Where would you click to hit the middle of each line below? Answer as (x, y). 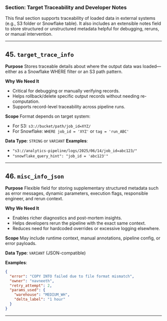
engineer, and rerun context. (34, 198)
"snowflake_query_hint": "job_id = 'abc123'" (60, 156)
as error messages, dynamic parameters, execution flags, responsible (77, 193)
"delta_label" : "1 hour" (40, 300)
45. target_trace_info (40, 54)
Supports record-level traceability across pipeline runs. (69, 107)
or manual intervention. (29, 34)
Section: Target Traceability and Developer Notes (66, 7)
